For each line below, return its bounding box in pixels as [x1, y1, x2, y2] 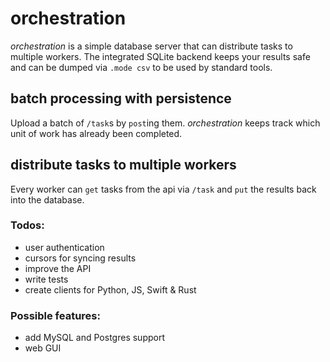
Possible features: [10, 308, 101, 322]
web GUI [24, 342, 62, 354]
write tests [24, 273, 69, 285]
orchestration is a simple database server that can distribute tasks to [10, 40, 293, 52]
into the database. [10, 193, 85, 206]
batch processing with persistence [10, 90, 232, 107]
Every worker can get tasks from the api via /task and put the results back [10, 183, 317, 195]
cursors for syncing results [24, 252, 137, 264]
